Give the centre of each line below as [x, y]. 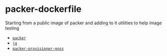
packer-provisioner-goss [38, 49]
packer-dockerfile [43, 9]
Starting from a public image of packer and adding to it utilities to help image [83, 23]
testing [12, 28]
